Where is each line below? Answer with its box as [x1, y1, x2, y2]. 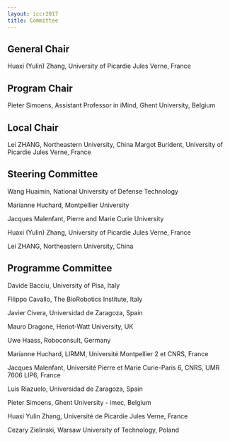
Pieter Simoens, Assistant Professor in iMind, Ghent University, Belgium [7, 101, 216, 110]
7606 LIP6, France [7, 370, 62, 379]
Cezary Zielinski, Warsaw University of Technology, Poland [7, 425, 179, 434]
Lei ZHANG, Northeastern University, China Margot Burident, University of [7, 140, 224, 148]
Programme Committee [7, 262, 113, 274]
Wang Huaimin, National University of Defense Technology [7, 187, 179, 195]
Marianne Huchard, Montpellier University [7, 201, 130, 209]
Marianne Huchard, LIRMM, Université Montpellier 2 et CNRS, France [7, 349, 209, 358]
